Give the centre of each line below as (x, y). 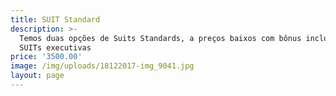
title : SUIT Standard (55, 19)
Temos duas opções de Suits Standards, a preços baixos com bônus (160, 38)
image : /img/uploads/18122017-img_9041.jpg (102, 66)
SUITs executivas (55, 47)
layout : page (37, 76)
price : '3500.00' (46, 57)
